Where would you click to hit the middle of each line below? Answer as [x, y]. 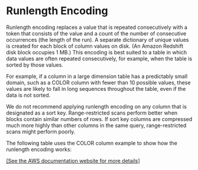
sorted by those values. [35, 65]
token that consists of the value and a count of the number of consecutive [96, 33]
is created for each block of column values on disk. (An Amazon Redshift [95, 46]
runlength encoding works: [39, 149]
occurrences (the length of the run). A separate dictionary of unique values [98, 40]
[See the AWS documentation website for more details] [73, 161]
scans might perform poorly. [41, 132]
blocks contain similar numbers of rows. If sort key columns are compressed [99, 119]
